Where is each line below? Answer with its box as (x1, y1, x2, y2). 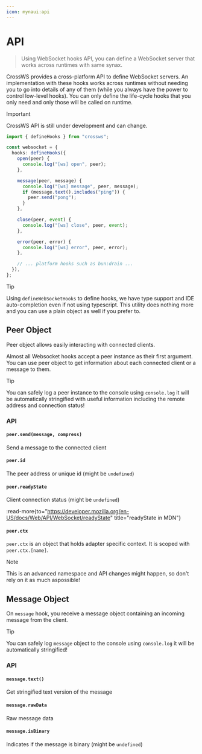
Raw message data (6, 714, 54, 721)
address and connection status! (6, 402, 85, 409)
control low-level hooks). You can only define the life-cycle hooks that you (6, 92, 191, 100)
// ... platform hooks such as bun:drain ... (17, 261, 134, 267)
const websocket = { (6, 144, 58, 151)
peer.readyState (6, 484, 47, 490)
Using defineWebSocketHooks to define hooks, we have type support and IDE (6, 294, 195, 302)
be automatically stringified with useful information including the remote (6, 395, 185, 402)
